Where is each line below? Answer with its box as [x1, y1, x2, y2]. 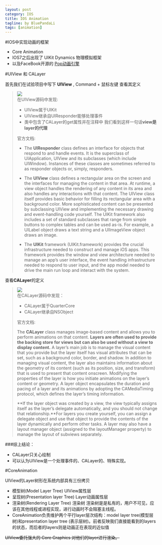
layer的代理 [24, 125, 48, 131]
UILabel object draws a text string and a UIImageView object [24, 227, 146, 233]
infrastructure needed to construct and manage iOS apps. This [24, 246, 149, 253]
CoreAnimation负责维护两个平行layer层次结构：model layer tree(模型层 [12, 512, 154, 518]
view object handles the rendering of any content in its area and [24, 186, 152, 192]
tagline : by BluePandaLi [5, 20, 55, 26]
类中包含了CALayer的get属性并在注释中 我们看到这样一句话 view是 [24, 119, 157, 125]
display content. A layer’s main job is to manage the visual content [16, 345, 151, 351]
